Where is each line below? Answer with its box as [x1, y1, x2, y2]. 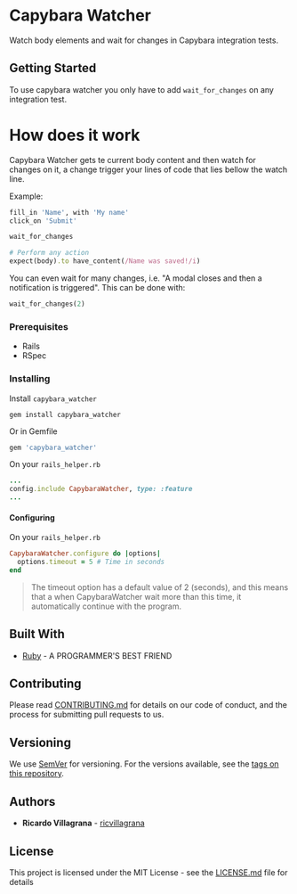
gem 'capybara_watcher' [9, 443, 98, 452]
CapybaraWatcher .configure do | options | [9, 549, 162, 558]
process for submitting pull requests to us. [9, 709, 165, 720]
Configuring [9, 512, 55, 522]
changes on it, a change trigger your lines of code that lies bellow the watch [9, 164, 287, 175]
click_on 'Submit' [9, 216, 77, 226]
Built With [9, 627, 65, 642]
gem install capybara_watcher [9, 410, 122, 419]
